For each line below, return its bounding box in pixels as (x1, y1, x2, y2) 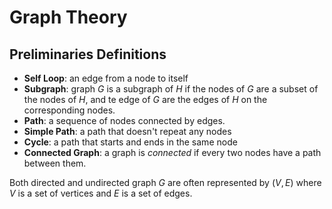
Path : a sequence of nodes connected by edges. (23, 115, 226, 126)
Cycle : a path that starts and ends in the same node (23, 136, 238, 148)
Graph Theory (9, 6, 128, 29)
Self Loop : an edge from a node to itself (23, 72, 189, 84)
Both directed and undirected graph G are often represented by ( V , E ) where (9, 177, 322, 188)
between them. (23, 157, 87, 169)
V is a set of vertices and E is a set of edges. (9, 187, 193, 199)
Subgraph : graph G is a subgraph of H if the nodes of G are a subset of (23, 83, 319, 95)
